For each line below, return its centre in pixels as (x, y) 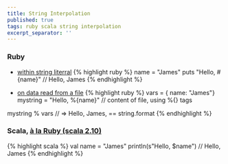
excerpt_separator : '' (39, 33)
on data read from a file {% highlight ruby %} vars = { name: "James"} (116, 92)
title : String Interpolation (49, 13)
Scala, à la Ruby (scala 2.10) (54, 131)
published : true (30, 20)
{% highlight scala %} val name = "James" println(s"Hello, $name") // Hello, (114, 146)
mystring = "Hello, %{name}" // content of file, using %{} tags (104, 100)
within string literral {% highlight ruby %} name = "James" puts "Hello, (116, 72)
